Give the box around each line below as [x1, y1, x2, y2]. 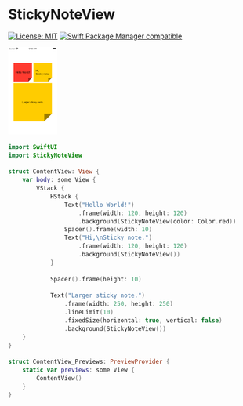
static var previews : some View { [22, 366, 135, 374]
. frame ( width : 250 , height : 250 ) [63, 300, 174, 308]
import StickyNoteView [8, 151, 82, 159]
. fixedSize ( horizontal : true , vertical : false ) [63, 317, 223, 324]
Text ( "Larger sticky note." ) [49, 292, 146, 299]
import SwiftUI [8, 143, 58, 150]
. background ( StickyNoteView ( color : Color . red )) [78, 217, 237, 225]
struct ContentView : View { [8, 168, 100, 176]
